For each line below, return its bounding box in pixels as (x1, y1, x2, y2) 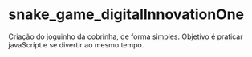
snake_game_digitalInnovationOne (8, 6, 245, 24)
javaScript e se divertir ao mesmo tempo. (8, 40, 144, 49)
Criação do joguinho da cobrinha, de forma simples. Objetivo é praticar (8, 32, 243, 41)
